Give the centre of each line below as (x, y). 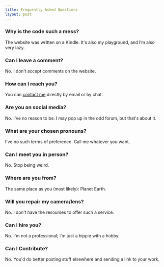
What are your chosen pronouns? (46, 131)
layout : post (18, 14)
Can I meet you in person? (37, 154)
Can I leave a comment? (34, 60)
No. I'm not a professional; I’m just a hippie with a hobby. (62, 236)
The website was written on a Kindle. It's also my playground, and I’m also (80, 42)
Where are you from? (31, 178)
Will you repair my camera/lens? (45, 201)
